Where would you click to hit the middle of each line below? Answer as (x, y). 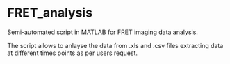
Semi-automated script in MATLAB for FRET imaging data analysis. (102, 32)
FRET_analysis (50, 13)
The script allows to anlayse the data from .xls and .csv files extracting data (115, 45)
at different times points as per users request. (72, 53)
